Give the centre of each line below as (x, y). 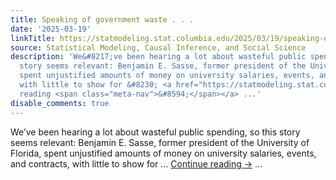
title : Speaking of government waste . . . (102, 19)
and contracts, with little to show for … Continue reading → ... (136, 163)
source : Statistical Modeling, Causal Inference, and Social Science (158, 47)
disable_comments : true (60, 103)
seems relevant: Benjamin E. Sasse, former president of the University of (160, 142)
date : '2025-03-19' (51, 29)
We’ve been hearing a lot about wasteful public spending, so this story (155, 132)
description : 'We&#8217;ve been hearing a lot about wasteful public (158, 57)
